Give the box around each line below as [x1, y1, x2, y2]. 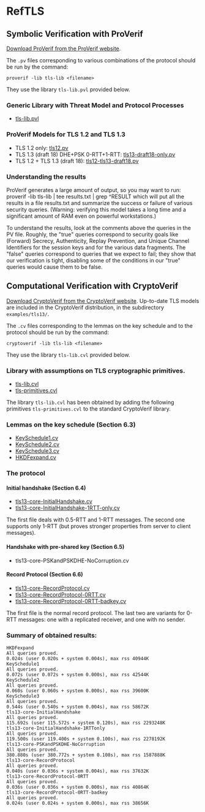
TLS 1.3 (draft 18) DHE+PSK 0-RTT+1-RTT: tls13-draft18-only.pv [15, 151, 176, 158]
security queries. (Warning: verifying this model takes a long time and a [6, 206, 187, 213]
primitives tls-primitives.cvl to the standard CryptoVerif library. [6, 405, 171, 412]
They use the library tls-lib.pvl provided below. [6, 86, 130, 93]
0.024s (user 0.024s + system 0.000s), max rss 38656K [6, 800, 149, 806]
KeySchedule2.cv [15, 441, 60, 448]
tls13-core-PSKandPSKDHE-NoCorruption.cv [15, 557, 130, 564]
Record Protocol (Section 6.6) [6, 571, 84, 578]
